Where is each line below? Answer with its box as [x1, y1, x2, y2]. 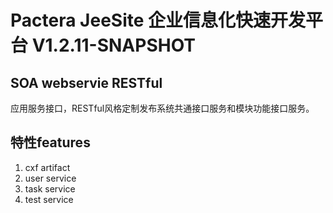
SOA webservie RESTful [10, 74, 163, 91]
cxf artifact [24, 161, 71, 173]
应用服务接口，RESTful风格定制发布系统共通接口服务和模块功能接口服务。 [10, 102, 315, 114]
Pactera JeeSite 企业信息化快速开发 [10, 9, 307, 32]
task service [24, 182, 76, 195]
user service [24, 172, 77, 184]
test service [24, 193, 74, 205]
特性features [10, 134, 91, 151]
